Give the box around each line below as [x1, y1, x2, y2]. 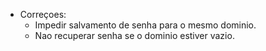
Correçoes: [19, 9, 67, 20]
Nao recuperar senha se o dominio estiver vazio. [34, 30, 235, 41]
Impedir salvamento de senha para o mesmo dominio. [34, 19, 257, 31]
